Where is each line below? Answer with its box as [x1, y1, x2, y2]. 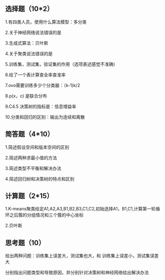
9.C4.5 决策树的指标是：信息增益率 [5, 103, 77, 109]
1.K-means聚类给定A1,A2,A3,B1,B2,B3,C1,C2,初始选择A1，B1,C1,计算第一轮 [5, 206, 156, 212]
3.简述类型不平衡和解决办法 [5, 165, 62, 171]
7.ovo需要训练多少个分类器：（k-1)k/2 [5, 82, 81, 88]
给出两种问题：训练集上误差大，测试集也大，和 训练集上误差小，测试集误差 [5, 253, 159, 259]
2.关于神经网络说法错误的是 [5, 29, 62, 35]
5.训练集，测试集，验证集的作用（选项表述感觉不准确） [5, 61, 118, 67]
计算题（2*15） [5, 192, 54, 200]
